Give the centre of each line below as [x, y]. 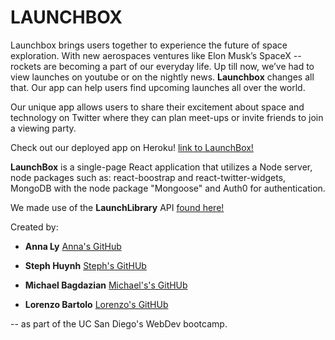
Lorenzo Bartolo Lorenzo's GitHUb [96, 304]
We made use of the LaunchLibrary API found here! [117, 207]
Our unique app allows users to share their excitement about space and [157, 107]
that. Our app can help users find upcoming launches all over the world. [158, 87]
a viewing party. [43, 128]
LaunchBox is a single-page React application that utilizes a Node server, [161, 167]
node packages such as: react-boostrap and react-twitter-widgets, [148, 177]
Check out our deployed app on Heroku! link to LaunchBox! [132, 147]
